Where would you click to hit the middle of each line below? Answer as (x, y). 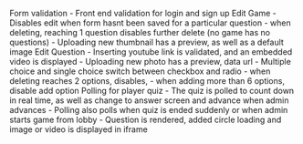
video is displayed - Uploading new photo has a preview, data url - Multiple (151, 62)
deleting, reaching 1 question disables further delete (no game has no (140, 32)
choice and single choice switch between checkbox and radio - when (140, 71)
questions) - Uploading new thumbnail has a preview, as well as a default (147, 42)
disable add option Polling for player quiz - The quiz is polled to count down (152, 91)
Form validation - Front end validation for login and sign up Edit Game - (143, 13)
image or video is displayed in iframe (78, 129)
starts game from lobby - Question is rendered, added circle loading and (146, 119)
